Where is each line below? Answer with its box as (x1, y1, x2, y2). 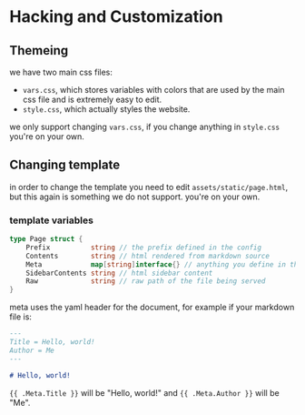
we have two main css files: (9, 66, 113, 77)
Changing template (9, 157, 121, 173)
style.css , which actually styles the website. (22, 104, 191, 115)
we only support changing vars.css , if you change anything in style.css (9, 121, 280, 132)
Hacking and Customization (9, 6, 224, 27)
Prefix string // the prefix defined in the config (25, 243, 261, 252)
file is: (9, 311, 32, 322)
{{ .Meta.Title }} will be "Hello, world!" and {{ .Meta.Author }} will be (9, 387, 280, 398)
